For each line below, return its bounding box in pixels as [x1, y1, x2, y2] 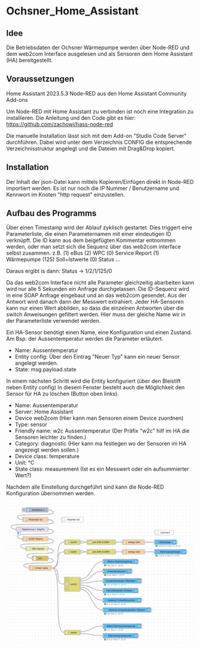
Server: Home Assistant [14, 408, 73, 416]
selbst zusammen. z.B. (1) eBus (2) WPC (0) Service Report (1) [6, 250, 159, 257]
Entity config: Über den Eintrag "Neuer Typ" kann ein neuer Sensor [14, 353, 180, 361]
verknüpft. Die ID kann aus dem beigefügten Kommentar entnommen [6, 237, 176, 244]
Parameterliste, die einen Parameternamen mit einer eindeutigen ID [6, 231, 171, 238]
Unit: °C [14, 459, 35, 467]
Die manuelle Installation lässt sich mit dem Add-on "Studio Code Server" [6, 132, 187, 139]
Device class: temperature [14, 453, 79, 460]
